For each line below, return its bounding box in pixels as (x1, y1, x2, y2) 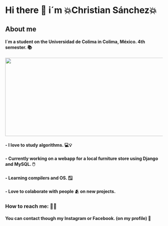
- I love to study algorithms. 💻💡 (5, 142, 72, 148)
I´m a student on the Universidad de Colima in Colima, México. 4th (5, 39, 145, 45)
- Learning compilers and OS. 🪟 (5, 175, 73, 181)
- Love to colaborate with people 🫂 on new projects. (5, 188, 116, 194)
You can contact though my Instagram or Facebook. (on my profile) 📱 (5, 215, 151, 221)
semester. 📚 (5, 45, 32, 51)
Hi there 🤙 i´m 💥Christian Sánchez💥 (5, 5, 157, 16)
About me (5, 25, 36, 33)
